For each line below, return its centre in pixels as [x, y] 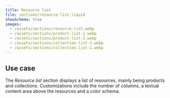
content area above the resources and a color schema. [63, 91]
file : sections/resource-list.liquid [45, 15]
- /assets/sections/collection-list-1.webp [56, 43]
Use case [20, 68]
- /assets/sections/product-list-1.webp [53, 34]
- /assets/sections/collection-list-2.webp [56, 48]
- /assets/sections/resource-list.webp [52, 29]
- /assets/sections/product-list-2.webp [53, 39]
